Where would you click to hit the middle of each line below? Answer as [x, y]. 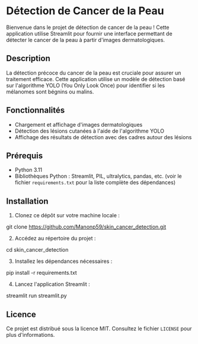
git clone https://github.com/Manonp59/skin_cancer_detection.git [86, 227]
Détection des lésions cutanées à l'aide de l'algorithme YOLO [90, 131]
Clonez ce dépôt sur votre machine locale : [67, 216]
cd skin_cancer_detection [37, 250]
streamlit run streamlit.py [36, 296]
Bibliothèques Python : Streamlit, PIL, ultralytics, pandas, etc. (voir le [98, 176]
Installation [27, 201]
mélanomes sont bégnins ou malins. [50, 91]
